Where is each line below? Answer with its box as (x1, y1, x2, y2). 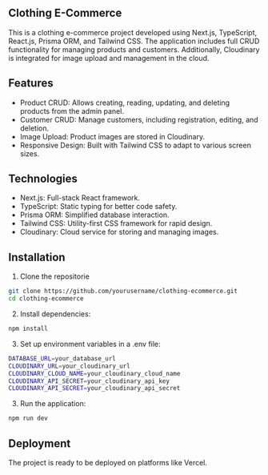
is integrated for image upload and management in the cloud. (8, 53, 210, 62)
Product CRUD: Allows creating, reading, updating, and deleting (19, 98, 230, 107)
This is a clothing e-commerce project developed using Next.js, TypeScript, (8, 27, 258, 37)
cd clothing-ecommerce (8, 295, 84, 303)
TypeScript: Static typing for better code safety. (19, 202, 178, 211)
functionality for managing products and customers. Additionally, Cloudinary (8, 44, 260, 54)
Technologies (8, 172, 78, 186)
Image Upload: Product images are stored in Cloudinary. (19, 131, 206, 141)
